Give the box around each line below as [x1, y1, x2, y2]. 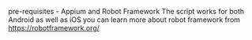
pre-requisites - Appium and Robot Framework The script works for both [8, 7, 245, 16]
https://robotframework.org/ [8, 24, 100, 32]
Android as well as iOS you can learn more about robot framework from [8, 15, 241, 24]
